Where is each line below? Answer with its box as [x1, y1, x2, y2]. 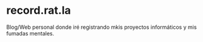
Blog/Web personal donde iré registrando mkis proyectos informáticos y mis [6, 23, 197, 31]
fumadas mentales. [6, 29, 55, 37]
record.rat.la [6, 4, 71, 17]
